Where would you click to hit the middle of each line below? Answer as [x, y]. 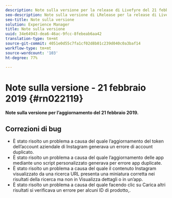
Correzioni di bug [34, 129]
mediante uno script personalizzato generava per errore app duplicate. [87, 163]
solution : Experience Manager [38, 24]
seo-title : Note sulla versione [40, 19]
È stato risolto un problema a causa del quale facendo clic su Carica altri [89, 185]
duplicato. [23, 152]
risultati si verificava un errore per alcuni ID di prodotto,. [72, 190]
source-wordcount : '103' [32, 53]
